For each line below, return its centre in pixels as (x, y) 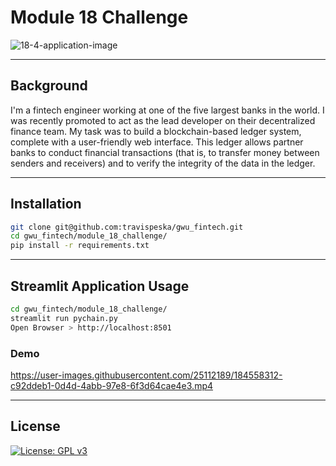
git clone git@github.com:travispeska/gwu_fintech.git (127, 227)
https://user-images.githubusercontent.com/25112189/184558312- (146, 375)
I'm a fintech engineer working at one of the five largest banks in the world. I (167, 110)
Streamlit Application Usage (100, 286)
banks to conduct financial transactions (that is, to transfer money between (165, 152)
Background (49, 86)
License (35, 426)
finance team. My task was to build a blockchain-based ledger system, (156, 131)
